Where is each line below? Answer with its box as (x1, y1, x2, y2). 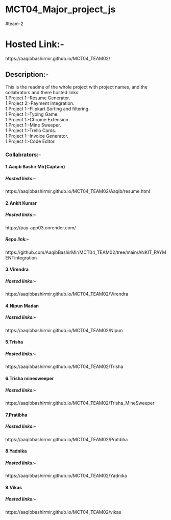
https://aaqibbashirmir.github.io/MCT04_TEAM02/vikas (5, 509, 121, 515)
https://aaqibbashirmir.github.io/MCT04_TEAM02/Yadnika (5, 472, 127, 479)
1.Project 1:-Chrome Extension (5, 116, 69, 122)
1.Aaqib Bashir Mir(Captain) (5, 164, 65, 170)
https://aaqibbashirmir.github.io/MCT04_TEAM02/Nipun (5, 327, 123, 333)
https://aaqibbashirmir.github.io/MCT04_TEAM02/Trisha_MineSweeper (5, 400, 155, 406)
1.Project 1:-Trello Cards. (5, 127, 56, 134)
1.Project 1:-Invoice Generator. (5, 133, 69, 139)
